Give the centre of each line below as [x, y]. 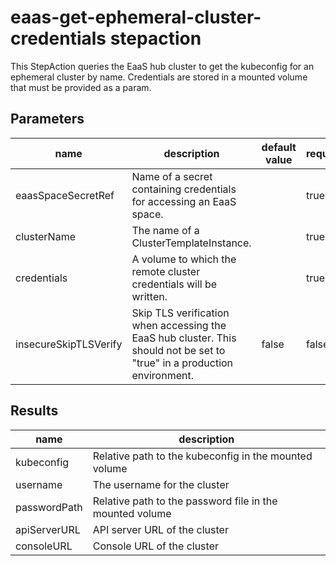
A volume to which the [184, 259]
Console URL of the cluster [155, 546]
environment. [162, 375]
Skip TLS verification [180, 313]
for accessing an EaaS [184, 201]
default [279, 147]
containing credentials [184, 189]
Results [34, 411]
